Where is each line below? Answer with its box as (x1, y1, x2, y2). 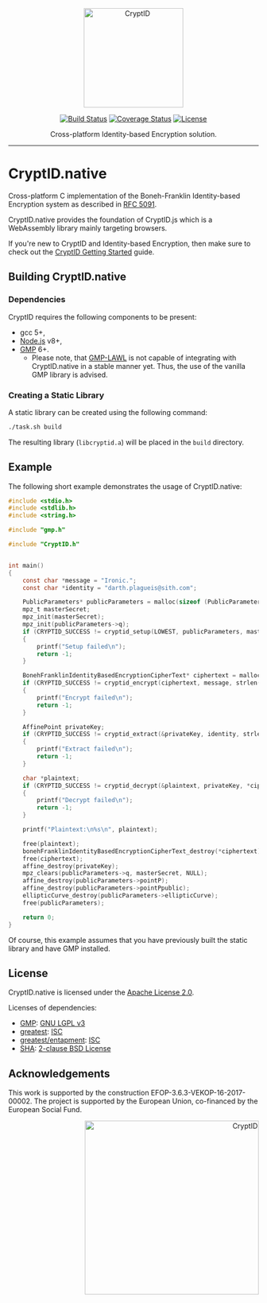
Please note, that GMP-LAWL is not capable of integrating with (31, 353, 237, 363)
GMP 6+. (19, 344, 49, 354)
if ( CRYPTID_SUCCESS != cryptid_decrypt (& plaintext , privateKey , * (22, 781, 250, 789)
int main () (8, 561, 44, 569)
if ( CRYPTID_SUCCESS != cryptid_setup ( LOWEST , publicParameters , (22, 627, 244, 635)
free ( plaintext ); (22, 840, 80, 847)
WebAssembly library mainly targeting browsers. (8, 223, 168, 233)
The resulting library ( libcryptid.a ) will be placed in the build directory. (8, 437, 245, 447)
